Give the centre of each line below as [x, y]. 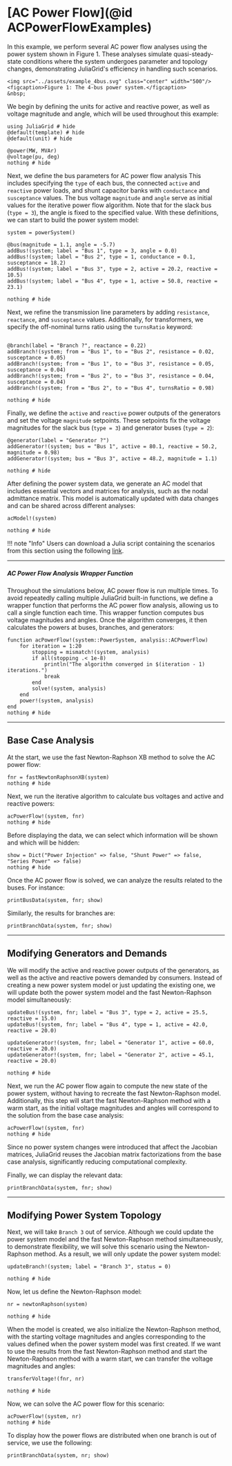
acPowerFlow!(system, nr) [44, 1417]
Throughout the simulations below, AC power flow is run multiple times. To [113, 590]
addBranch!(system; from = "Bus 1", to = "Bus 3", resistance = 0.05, [111, 364]
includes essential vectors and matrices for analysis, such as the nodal [108, 491]
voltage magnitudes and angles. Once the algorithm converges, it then [107, 620]
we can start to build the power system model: [73, 220]
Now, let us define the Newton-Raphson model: [75, 1292]
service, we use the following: [50, 1443]
